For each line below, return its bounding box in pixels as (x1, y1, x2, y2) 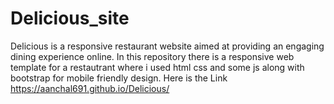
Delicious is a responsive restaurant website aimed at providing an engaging (10, 40, 325, 52)
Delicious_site (10, 7, 130, 30)
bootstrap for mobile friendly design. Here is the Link (10, 72, 228, 84)
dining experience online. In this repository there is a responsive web (10, 50, 295, 62)
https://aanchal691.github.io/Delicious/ (10, 82, 170, 94)
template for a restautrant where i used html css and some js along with (10, 61, 305, 73)
